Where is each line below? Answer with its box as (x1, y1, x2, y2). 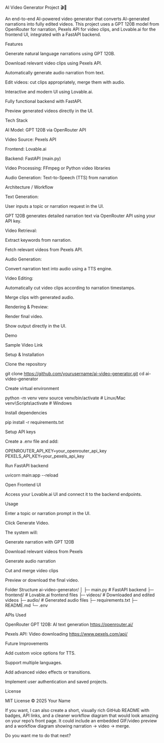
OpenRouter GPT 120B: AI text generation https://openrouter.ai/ (5, 621, 134, 627)
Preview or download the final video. (5, 577, 80, 583)
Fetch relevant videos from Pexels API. (5, 247, 83, 253)
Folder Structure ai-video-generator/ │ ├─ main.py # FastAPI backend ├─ (5, 587, 154, 592)
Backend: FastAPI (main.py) (5, 156, 61, 162)
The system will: (5, 529, 38, 535)
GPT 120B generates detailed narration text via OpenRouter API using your (5, 213, 156, 219)
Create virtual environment (5, 386, 59, 391)
